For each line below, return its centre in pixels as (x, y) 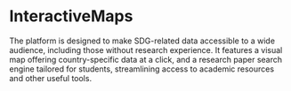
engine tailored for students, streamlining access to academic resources (141, 69)
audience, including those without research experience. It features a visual (146, 49)
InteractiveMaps (71, 16)
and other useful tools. (50, 78)
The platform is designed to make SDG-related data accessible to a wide (142, 41)
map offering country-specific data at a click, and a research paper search (146, 59)
